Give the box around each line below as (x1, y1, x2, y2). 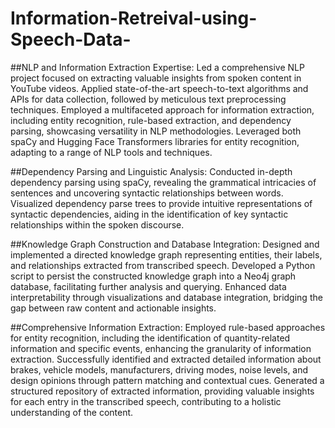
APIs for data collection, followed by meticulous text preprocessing (10, 93, 287, 105)
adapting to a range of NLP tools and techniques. (10, 146, 213, 158)
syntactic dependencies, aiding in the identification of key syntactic (10, 208, 289, 220)
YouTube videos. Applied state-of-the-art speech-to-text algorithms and (10, 82, 309, 94)
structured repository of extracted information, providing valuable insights (10, 385, 315, 397)
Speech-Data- (10, 28, 132, 51)
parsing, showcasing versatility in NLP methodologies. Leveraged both (10, 125, 302, 137)
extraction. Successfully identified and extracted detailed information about (10, 353, 322, 365)
